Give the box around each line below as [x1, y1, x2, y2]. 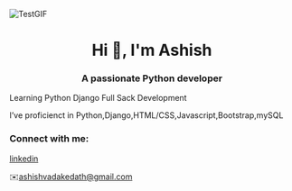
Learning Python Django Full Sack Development [9, 93, 187, 104]
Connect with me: [9, 132, 89, 145]
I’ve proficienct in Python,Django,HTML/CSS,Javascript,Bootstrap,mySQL [9, 110, 284, 121]
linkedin [9, 153, 39, 164]
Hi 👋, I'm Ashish [91, 41, 212, 60]
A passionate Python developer [80, 72, 223, 85]
